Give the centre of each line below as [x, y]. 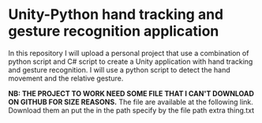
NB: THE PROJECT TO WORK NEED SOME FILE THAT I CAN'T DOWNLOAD [131, 93]
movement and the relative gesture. [66, 78]
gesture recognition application [114, 31]
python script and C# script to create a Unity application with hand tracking [131, 61]
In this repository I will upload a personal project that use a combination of [129, 53]
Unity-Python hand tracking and [116, 15]
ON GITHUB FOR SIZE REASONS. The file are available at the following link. [131, 102]
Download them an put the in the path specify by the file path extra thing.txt [131, 110]
